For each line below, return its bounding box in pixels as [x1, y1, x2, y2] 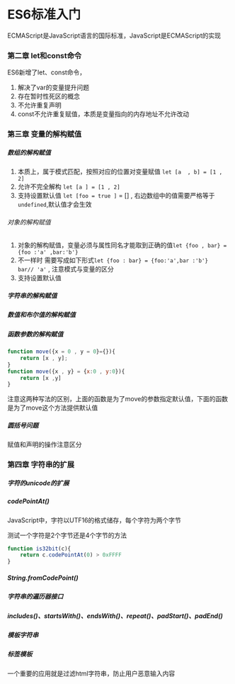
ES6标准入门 [7, 6, 81, 23]
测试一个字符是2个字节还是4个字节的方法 [7, 531, 127, 539]
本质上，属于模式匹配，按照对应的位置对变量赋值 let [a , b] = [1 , [17, 167, 223, 176]
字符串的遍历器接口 [7, 593, 64, 601]
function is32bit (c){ [7, 545, 71, 552]
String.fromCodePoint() [7, 573, 79, 582]
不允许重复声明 [17, 101, 62, 110]
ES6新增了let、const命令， [7, 68, 86, 77]
